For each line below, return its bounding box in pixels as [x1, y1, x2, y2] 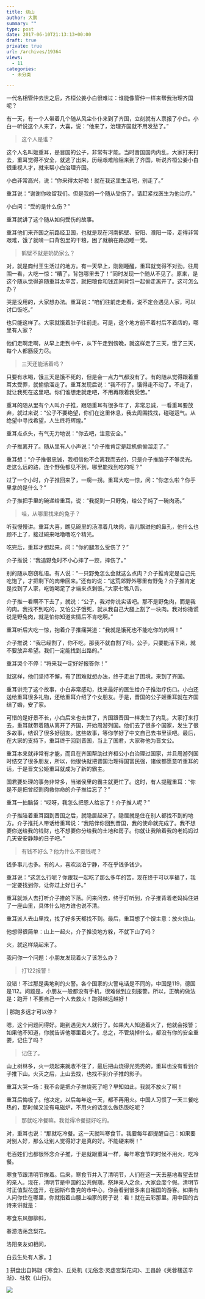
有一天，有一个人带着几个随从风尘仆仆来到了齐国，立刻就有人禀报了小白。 [6, 115, 193, 122]
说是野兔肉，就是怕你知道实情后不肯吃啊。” [6, 613, 113, 620]
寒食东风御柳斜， [6, 1215, 49, 1222]
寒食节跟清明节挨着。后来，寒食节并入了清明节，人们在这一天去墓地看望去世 [6, 1171, 199, 1179]
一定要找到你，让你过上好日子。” [6, 881, 87, 889]
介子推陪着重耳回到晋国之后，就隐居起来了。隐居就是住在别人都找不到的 [6, 812, 188, 819]
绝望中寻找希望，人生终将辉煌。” [6, 417, 87, 424]
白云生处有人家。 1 [6, 1254, 52, 1261]
